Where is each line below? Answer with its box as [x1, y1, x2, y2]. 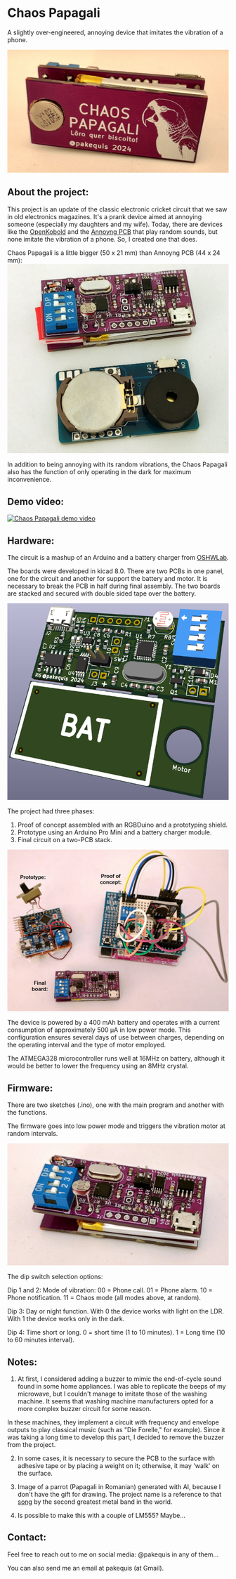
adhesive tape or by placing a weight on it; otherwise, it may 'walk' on [17, 1461, 220, 1469]
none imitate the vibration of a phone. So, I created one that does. [7, 235, 198, 243]
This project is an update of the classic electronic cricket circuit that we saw [7, 205, 228, 214]
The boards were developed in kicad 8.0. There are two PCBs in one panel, [7, 567, 225, 575]
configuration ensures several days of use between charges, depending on [7, 1033, 225, 1042]
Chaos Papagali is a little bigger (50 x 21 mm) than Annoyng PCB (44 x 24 [7, 248, 221, 257]
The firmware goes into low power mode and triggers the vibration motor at [7, 1122, 226, 1130]
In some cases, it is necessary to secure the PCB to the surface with [17, 1454, 216, 1462]
